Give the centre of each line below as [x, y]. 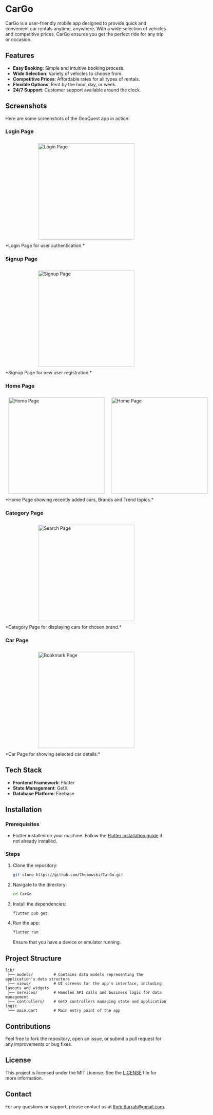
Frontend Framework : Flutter [44, 782]
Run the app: [26, 923]
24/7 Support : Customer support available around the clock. [77, 90]
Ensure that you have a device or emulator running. [67, 942]
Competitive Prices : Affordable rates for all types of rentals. [76, 79]
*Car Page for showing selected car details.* [53, 754]
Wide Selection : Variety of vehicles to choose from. [68, 73]
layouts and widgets [27, 988]
